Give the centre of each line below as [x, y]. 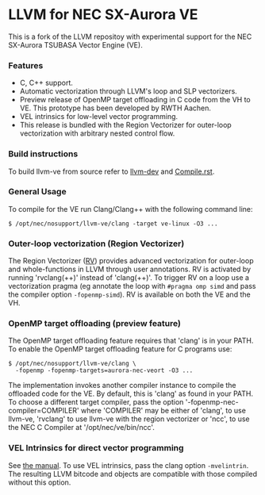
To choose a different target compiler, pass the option [96, 402]
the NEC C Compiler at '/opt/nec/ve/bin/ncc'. [81, 428]
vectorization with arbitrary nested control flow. [97, 133]
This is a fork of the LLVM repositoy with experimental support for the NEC [130, 36]
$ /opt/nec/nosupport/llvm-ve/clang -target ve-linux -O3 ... [113, 224]
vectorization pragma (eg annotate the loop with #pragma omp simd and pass [132, 286]
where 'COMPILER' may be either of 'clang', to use [163, 411]
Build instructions [43, 154]
